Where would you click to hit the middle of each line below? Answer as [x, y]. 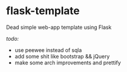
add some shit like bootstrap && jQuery [62, 56]
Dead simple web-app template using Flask [59, 27]
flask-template [43, 11]
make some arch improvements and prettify [68, 63]
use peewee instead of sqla [48, 50]
